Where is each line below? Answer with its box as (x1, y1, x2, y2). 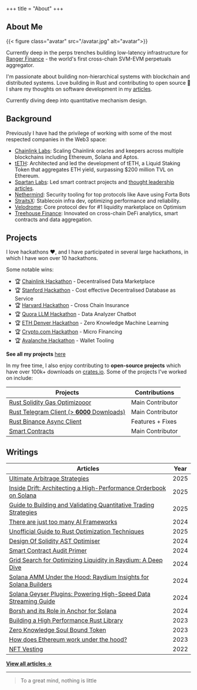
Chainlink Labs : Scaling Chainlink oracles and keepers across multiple (14, 147, 184, 154)
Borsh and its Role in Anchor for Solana (9, 607, 117, 615)
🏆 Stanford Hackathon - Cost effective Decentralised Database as (14, 286, 176, 294)
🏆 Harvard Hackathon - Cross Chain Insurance (14, 302, 130, 309)
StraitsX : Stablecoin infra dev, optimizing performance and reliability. (14, 197, 181, 204)
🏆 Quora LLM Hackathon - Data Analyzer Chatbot (14, 311, 137, 318)
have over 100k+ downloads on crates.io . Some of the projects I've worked (6, 368, 187, 375)
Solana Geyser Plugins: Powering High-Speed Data (9, 590, 151, 598)
